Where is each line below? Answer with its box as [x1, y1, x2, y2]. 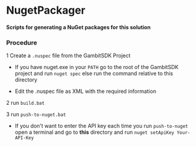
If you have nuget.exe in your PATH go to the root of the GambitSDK [14, 64, 179, 71]
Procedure [6, 38, 38, 46]
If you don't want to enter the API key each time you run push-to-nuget [14, 123, 189, 130]
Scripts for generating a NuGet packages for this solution [6, 23, 151, 30]
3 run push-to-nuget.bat [6, 111, 67, 118]
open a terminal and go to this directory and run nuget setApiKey [14, 129, 175, 136]
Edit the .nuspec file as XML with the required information [14, 87, 157, 95]
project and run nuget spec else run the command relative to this [14, 70, 173, 77]
